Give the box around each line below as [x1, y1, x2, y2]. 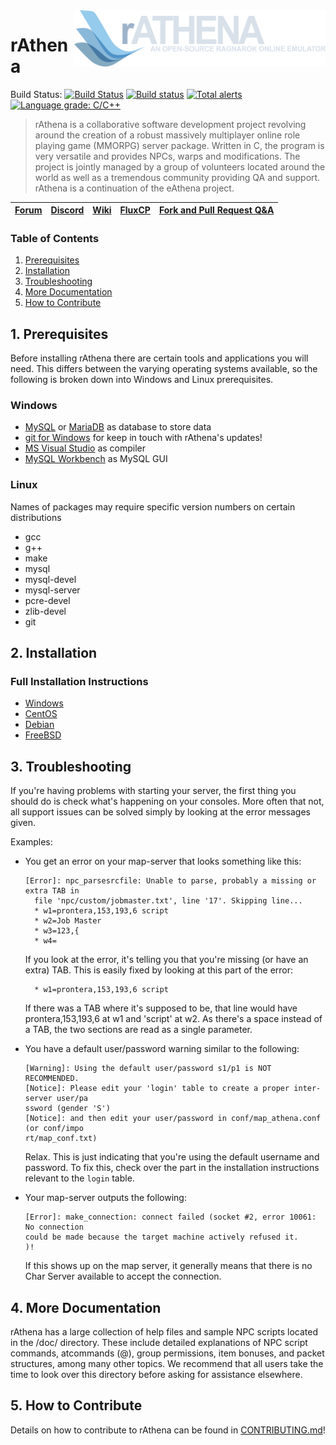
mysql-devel [24, 573, 77, 585]
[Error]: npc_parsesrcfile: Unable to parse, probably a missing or [24, 876, 317, 886]
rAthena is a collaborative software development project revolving [34, 118, 307, 130]
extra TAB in [24, 886, 80, 896]
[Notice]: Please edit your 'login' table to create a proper [24, 1084, 290, 1094]
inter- [293, 1084, 322, 1094]
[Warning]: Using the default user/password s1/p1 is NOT [24, 1064, 272, 1074]
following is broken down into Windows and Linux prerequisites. [10, 374, 274, 386]
